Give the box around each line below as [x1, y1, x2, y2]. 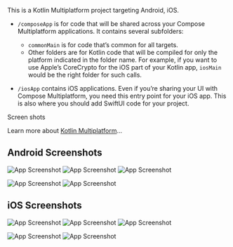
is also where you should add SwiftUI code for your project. [17, 99, 189, 108]
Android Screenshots [7, 147, 103, 159]
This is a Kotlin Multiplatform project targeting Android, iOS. [7, 6, 179, 14]
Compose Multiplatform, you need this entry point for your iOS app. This [17, 91, 227, 100]
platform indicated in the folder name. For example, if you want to [27, 56, 218, 64]
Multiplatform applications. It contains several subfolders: [17, 27, 184, 35]
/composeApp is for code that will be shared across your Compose [17, 20, 206, 27]
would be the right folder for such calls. [27, 70, 142, 79]
